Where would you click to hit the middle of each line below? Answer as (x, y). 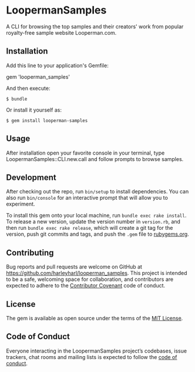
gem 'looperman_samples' (38, 76)
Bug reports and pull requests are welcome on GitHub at (74, 267)
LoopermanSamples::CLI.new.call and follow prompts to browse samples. (95, 159)
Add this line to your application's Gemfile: (57, 65)
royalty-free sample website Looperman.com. (61, 32)
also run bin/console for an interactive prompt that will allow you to (87, 198)
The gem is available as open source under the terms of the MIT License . (95, 318)
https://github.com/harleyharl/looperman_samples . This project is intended (97, 273)
